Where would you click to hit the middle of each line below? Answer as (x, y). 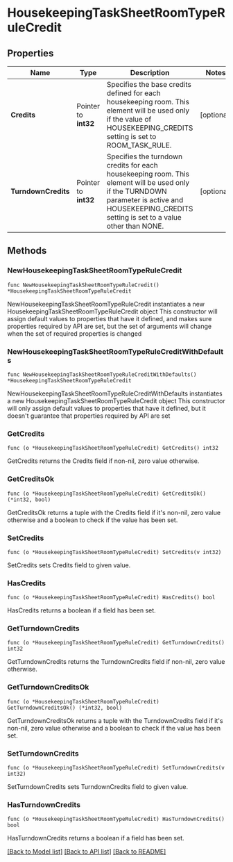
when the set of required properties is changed (75, 333)
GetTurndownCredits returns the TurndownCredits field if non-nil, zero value (116, 662)
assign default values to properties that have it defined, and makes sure (110, 318)
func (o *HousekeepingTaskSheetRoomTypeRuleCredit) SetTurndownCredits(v (116, 768)
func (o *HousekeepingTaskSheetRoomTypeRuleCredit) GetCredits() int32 (113, 448)
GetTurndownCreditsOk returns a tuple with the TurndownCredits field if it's (115, 720)
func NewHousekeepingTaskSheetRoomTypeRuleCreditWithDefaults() (102, 374)
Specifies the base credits (149, 84)
